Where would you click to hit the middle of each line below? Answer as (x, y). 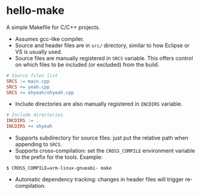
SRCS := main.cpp (28, 81)
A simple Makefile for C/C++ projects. (53, 27)
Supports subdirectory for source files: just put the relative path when (102, 138)
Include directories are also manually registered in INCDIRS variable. (99, 104)
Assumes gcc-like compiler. (49, 39)
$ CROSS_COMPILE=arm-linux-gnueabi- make (59, 168)
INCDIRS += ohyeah (29, 126)
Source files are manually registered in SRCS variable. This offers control (104, 58)
